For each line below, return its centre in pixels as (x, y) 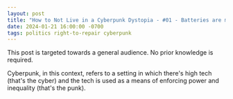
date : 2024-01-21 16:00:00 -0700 (55, 26)
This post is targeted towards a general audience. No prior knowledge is (110, 53)
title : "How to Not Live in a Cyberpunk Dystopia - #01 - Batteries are (114, 20)
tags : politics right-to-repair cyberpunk (69, 33)
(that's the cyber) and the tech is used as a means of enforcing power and (113, 81)
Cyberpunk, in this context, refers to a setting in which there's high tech (110, 73)
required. (20, 60)
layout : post (26, 13)
